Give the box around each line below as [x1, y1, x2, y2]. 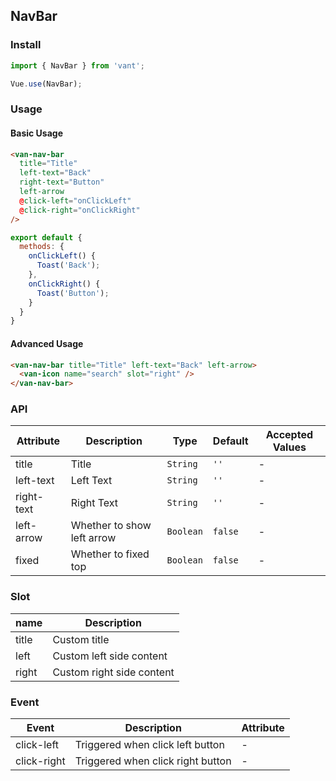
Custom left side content [52, 649, 168, 663]
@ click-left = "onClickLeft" [19, 195, 132, 206]
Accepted [265, 428, 314, 442]
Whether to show [70, 519, 152, 533]
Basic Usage [10, 127, 63, 139]
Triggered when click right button [74, 754, 232, 768]
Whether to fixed [70, 547, 150, 561]
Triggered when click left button [74, 738, 225, 752]
